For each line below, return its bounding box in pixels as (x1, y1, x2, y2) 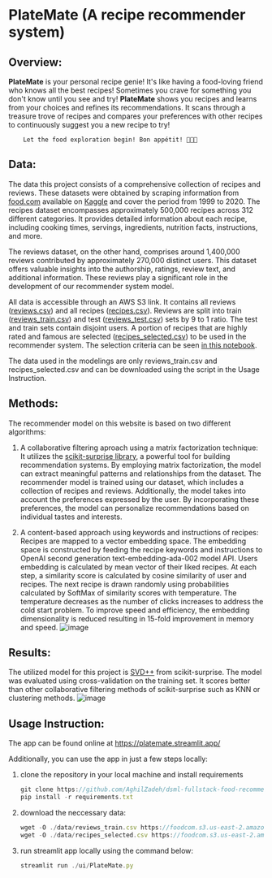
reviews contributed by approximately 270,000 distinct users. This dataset (8, 255, 257, 265)
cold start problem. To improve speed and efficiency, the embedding (19, 605, 250, 615)
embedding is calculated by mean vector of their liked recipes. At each (19, 562, 257, 572)
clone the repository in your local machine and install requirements (19, 770, 244, 780)
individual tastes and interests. (19, 512, 123, 521)
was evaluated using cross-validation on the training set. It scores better (8, 676, 250, 686)
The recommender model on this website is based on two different (8, 418, 231, 428)
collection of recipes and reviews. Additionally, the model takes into (19, 486, 246, 495)
